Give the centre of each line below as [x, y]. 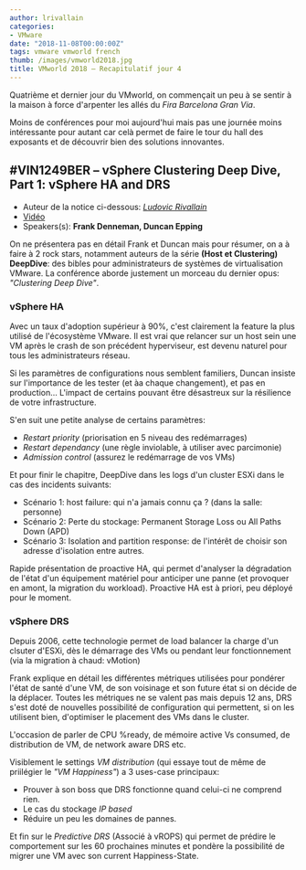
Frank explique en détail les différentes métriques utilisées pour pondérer [147, 678]
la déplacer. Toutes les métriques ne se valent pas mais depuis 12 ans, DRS [151, 698]
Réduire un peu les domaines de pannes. [100, 819]
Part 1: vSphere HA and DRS [90, 185]
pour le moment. [40, 597]
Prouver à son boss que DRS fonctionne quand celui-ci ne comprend [152, 790]
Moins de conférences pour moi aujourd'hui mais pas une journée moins [146, 122]
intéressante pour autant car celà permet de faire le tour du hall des [137, 132]
